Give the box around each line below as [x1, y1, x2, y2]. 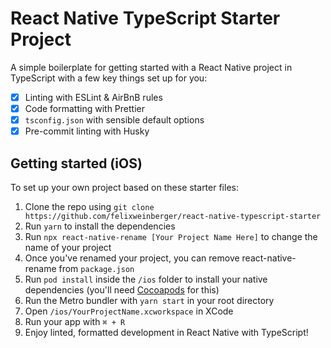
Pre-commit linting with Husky [24, 125, 150, 137]
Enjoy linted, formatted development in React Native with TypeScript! [24, 327, 309, 338]
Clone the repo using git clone [24, 201, 155, 212]
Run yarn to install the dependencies [24, 220, 176, 232]
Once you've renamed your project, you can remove [24, 252, 240, 264]
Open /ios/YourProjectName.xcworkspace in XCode [24, 305, 234, 317]
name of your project [24, 242, 112, 253]
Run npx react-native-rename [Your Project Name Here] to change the [24, 231, 318, 242]
